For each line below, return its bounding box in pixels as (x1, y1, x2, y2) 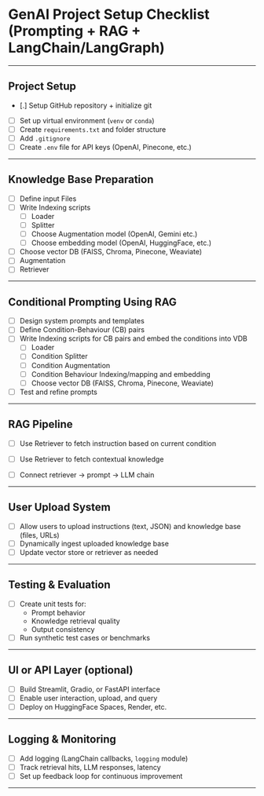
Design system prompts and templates (19, 316, 145, 326)
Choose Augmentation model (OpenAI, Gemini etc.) (31, 229, 198, 239)
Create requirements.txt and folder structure (19, 124, 167, 134)
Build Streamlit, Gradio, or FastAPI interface (19, 685, 161, 694)
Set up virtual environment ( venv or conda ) (19, 115, 155, 125)
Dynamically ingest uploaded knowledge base (19, 539, 169, 548)
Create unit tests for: (19, 599, 86, 608)
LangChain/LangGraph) (8, 39, 165, 57)
